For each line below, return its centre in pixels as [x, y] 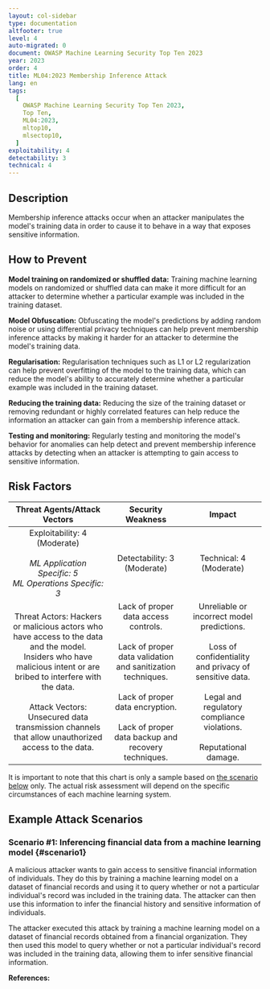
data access [146, 616]
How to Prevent [47, 260]
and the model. [58, 646]
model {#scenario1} [47, 852]
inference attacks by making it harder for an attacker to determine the [124, 337]
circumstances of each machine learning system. [90, 794]
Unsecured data [58, 717]
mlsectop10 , [43, 135]
